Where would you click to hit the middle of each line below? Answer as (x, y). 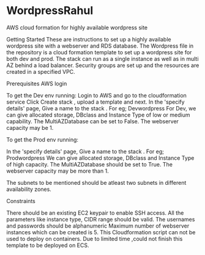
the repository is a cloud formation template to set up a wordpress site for (99, 52)
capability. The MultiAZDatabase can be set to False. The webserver (93, 121)
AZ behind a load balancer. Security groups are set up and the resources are (103, 65)
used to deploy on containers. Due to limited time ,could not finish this (95, 239)
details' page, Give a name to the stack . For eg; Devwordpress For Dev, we (101, 108)
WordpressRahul (50, 11)
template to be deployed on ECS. (48, 245)
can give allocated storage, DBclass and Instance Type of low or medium (98, 115)
